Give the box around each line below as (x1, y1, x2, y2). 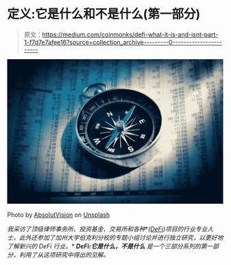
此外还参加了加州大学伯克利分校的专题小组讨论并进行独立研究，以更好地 (19, 233, 223, 242)
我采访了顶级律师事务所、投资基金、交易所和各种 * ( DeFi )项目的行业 (7, 224, 196, 233)
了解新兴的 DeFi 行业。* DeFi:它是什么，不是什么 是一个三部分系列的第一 (7, 242, 213, 250)
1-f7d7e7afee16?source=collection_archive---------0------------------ (23, 38, 223, 46)
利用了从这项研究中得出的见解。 (19, 251, 110, 259)
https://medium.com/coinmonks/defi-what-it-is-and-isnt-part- (42, 30, 219, 39)
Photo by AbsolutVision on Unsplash (7, 211, 110, 219)
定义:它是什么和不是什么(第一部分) (7, 6, 201, 22)
